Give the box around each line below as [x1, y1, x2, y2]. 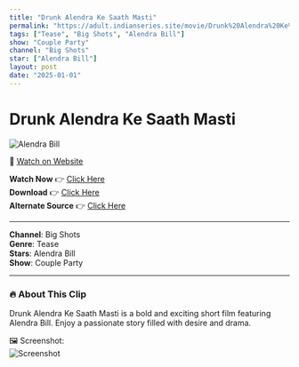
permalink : [9, 21, 50, 30]
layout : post [9, 63, 58, 72]
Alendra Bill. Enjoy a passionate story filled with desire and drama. [9, 317, 252, 328]
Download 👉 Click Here [9, 187, 100, 197]
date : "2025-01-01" [9, 71, 82, 80]
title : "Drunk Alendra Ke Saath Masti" [9, 12, 158, 22]
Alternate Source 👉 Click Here [9, 200, 126, 211]
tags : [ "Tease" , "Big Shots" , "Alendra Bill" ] [9, 29, 185, 38]
